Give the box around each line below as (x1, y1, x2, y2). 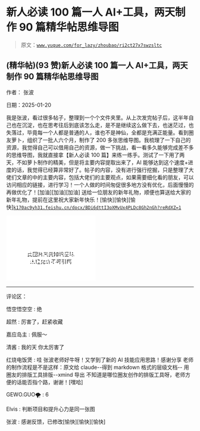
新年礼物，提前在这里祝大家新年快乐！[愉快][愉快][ (6, 196, 131, 203)
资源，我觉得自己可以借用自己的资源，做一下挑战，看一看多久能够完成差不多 (6, 144, 194, 151)
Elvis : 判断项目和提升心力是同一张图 (6, 405, 95, 412)
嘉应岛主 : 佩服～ (6, 331, 48, 338)
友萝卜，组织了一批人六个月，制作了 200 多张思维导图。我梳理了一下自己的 (6, 136, 192, 143)
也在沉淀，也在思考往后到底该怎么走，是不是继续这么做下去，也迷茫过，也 (11, 121, 194, 128)
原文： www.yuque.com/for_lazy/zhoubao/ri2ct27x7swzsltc (20, 41, 162, 48)
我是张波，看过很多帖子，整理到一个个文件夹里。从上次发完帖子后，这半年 (6, 114, 189, 121)
